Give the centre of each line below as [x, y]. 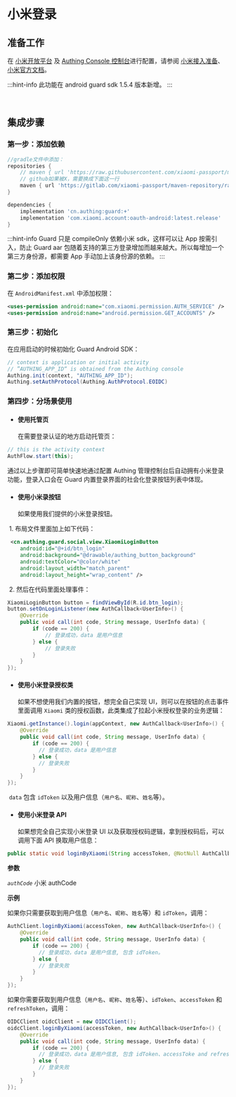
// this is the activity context [56, 450]
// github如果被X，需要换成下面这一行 [70, 179]
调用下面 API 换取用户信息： [58, 840]
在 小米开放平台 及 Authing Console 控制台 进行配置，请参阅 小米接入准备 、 [116, 61]
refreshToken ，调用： [39, 1008]
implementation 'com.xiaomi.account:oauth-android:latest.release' [120, 218]
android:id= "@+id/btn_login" [63, 549]
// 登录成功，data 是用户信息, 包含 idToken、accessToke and [123, 1054]
